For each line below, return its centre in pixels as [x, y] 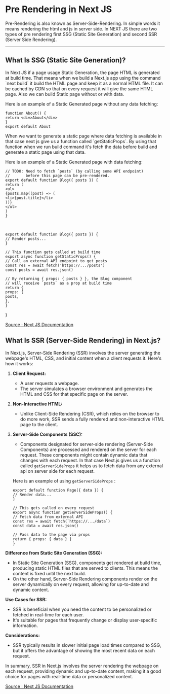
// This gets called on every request [53, 508]
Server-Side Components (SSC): [47, 434]
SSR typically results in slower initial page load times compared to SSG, [87, 645]
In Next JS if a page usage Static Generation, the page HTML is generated [83, 73]
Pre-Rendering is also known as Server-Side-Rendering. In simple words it [83, 23]
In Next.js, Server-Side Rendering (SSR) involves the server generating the [83, 353]
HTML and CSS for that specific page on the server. [74, 394]
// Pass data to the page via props [51, 534]
